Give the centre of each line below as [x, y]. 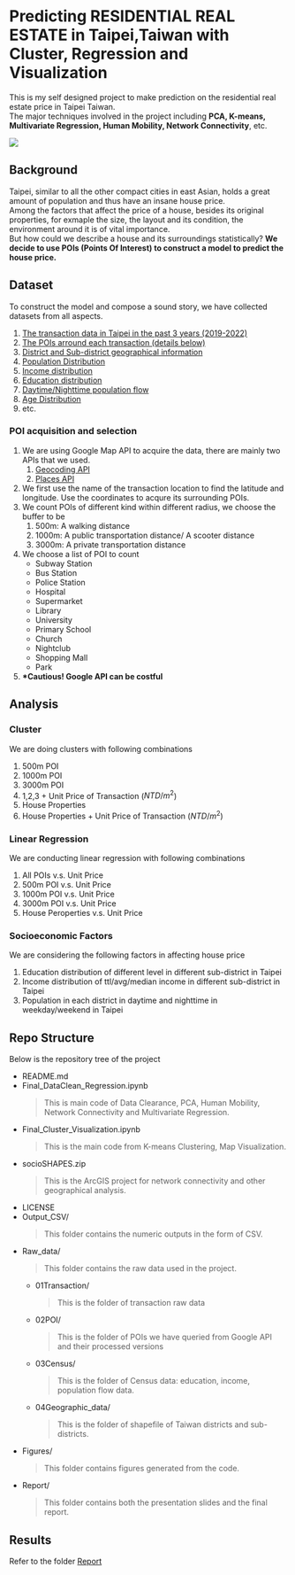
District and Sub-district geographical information [112, 352]
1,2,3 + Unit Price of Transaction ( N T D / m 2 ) [99, 795]
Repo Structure [52, 1038]
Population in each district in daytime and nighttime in [120, 1001]
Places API [55, 478]
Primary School [63, 629]
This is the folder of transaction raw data [131, 1303]
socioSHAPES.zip [54, 1164]
